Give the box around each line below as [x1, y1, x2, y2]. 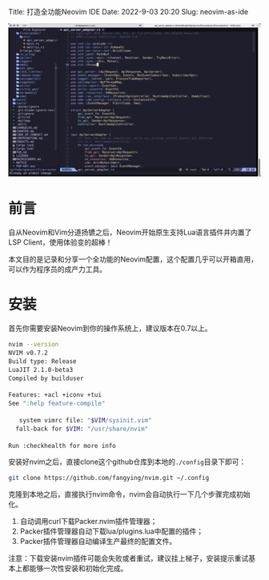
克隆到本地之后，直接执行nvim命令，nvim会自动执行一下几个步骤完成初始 [8, 490, 251, 499]
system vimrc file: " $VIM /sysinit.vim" [18, 416, 152, 424]
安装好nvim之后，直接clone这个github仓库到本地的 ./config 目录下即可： [8, 457, 247, 466]
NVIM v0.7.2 [8, 349, 48, 357]
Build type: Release [8, 357, 78, 366]
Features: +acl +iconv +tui [8, 391, 102, 399]
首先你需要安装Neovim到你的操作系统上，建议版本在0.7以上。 [8, 323, 212, 334]
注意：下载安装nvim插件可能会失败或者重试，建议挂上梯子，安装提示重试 [8, 554, 249, 563]
